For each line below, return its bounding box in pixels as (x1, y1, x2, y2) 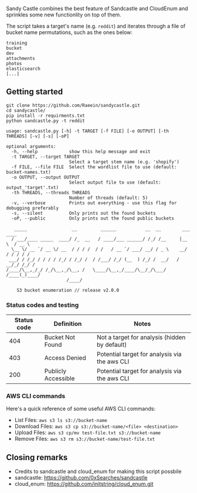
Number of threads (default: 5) (69, 195, 148, 201)
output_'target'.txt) (6, 184, 59, 190)
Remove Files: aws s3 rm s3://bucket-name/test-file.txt (14, 435, 155, 443)
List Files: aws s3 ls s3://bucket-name (14, 417, 107, 424)
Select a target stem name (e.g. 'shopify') (69, 158, 180, 165)
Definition (53, 320, 82, 328)
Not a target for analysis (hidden (96, 333, 186, 342)
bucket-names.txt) (6, 169, 51, 175)
